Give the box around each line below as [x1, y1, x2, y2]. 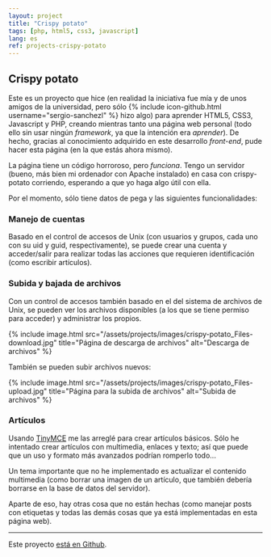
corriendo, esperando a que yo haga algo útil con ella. [31, 177, 211, 187]
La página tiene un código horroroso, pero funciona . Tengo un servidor [8, 160, 245, 170]
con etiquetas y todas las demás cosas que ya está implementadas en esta [8, 507, 258, 517]
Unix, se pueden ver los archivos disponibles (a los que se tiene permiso [8, 305, 250, 314]
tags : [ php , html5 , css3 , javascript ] [8, 27, 139, 35]
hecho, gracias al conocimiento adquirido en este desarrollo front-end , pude [8, 136, 262, 146]
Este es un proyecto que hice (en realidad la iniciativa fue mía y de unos [8, 93, 248, 103]
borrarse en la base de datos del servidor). [8, 483, 151, 493]
